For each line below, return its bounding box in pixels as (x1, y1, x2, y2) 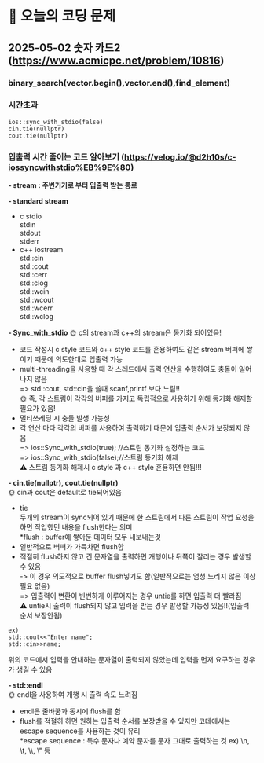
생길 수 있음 (16, 665, 53, 674)
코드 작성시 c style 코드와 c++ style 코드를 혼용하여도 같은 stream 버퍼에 (19, 345, 245, 354)
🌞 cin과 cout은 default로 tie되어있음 (8, 488, 122, 497)
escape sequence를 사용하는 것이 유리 (19, 726, 141, 735)
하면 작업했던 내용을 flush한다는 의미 (19, 523, 133, 532)
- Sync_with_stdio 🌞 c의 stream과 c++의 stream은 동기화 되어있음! (8, 328, 222, 338)
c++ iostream (19, 245, 64, 255)
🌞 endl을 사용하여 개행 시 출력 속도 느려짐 (8, 690, 138, 699)
